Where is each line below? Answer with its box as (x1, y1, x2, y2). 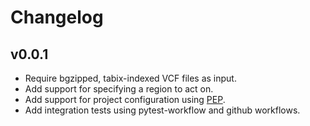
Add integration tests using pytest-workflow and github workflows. (24, 104, 301, 116)
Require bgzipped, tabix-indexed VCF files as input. (24, 72, 237, 84)
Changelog (10, 6, 104, 29)
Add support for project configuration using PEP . (24, 94, 226, 105)
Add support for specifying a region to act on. (24, 83, 214, 95)
